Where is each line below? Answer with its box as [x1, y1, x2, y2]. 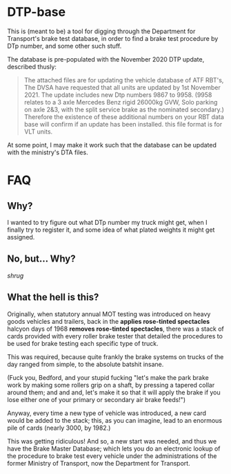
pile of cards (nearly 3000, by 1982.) [7, 423, 111, 432]
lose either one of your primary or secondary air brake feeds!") [7, 395, 186, 403]
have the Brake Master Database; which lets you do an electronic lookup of [7, 444, 221, 453]
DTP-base [7, 4, 66, 20]
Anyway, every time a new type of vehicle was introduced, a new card [7, 409, 207, 417]
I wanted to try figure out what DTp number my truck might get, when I [7, 218, 208, 226]
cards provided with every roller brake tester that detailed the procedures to [7, 331, 223, 340]
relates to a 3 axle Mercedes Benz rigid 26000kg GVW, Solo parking [23, 98, 218, 106]
